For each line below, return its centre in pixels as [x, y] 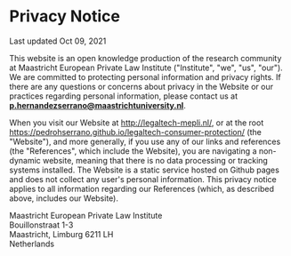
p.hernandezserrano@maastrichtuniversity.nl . [98, 105]
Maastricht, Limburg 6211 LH [61, 234]
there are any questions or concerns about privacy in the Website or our [141, 86]
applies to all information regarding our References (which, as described [141, 188]
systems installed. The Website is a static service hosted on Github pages [145, 170]
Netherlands [32, 244]
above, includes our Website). [64, 198]
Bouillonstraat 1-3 [41, 225]
